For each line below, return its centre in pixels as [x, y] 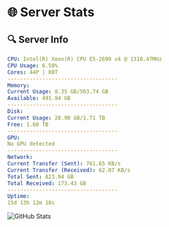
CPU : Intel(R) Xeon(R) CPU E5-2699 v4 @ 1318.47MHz [84, 59]
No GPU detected [31, 144]
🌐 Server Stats [51, 12]
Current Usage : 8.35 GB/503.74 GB [58, 92]
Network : [20, 157]
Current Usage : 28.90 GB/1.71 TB [56, 118]
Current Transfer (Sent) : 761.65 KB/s [64, 164]
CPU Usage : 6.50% [33, 65]
